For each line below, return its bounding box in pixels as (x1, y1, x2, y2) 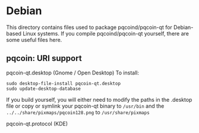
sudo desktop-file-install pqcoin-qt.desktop (6, 80, 121, 86)
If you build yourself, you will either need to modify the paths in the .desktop (6, 96, 192, 103)
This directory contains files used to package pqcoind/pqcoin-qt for (6, 24, 172, 31)
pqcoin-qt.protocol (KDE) (6, 120, 68, 127)
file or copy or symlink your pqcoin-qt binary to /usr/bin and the (6, 102, 165, 109)
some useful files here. (6, 36, 62, 43)
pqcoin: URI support (6, 53, 82, 63)
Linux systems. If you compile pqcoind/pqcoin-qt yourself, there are (23, 30, 189, 37)
